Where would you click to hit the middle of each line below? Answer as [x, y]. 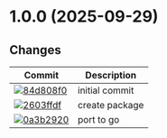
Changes [35, 50]
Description [111, 75]
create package [111, 105]
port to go [99, 120]
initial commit [106, 90]
